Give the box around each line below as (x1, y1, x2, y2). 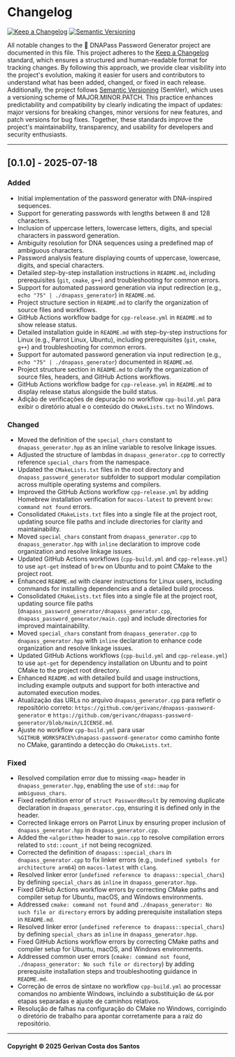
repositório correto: (17, 703, 73, 711)
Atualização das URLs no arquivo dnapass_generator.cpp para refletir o (17, 696, 222, 704)
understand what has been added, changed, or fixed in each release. (7, 78, 206, 86)
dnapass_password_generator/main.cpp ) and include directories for (17, 614, 208, 622)
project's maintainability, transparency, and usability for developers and (7, 122, 213, 131)
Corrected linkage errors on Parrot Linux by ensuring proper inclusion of (17, 818, 226, 827)
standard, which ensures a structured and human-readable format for (7, 55, 208, 64)
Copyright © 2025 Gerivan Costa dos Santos (7, 1042, 140, 1050)
